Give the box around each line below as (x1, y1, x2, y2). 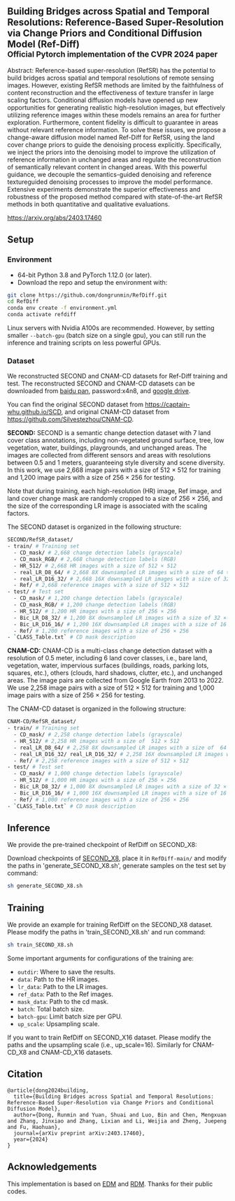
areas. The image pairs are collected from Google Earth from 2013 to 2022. (7, 676, 224, 685)
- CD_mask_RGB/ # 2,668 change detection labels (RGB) (13, 555, 177, 562)
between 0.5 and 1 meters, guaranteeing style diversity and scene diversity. (7, 458, 225, 467)
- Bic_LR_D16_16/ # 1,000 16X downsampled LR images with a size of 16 (13, 790, 227, 797)
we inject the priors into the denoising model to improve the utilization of (7, 148, 216, 156)
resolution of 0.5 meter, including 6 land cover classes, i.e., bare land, (7, 654, 208, 662)
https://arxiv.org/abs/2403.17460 (7, 213, 102, 222)
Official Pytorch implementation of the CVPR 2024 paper (7, 49, 218, 59)
